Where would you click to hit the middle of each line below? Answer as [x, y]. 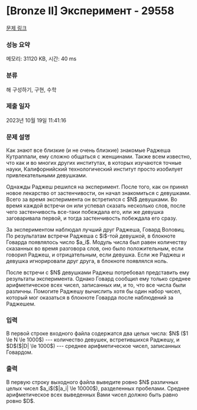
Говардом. [20, 352]
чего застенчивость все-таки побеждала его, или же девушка [85, 212]
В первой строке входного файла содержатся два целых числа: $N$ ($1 [97, 333]
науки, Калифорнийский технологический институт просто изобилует [95, 169]
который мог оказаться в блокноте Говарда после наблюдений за [90, 298]
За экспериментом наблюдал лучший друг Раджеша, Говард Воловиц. [96, 230]
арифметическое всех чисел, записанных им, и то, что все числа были [96, 285]
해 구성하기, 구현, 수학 [31, 89]
